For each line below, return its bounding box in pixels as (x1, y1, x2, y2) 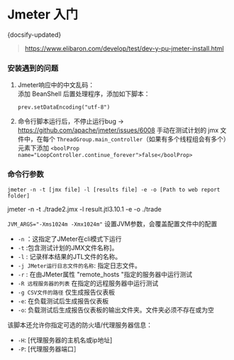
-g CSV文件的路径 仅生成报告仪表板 (17, 288, 116, 296)
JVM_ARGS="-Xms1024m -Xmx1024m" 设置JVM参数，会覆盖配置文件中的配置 (7, 219, 218, 228)
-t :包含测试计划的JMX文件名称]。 (17, 243, 118, 252)
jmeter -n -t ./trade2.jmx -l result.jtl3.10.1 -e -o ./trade (7, 204, 162, 213)
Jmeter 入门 (7, 6, 79, 23)
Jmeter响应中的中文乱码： (17, 81, 95, 89)
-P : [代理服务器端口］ (17, 344, 80, 353)
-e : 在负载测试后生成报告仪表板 (17, 296, 109, 305)
